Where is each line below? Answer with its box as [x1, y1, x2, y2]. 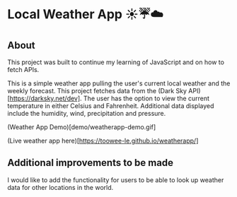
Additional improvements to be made [7, 157, 174, 169]
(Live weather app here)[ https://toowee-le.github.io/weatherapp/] [7, 136, 199, 145]
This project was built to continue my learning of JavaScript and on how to [7, 58, 225, 66]
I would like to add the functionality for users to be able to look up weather [7, 175, 224, 184]
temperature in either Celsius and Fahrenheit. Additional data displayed [7, 102, 214, 110]
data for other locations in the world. [7, 183, 114, 191]
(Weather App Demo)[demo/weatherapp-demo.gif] [7, 123, 156, 131]
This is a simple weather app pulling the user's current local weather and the [7, 79, 231, 88]
